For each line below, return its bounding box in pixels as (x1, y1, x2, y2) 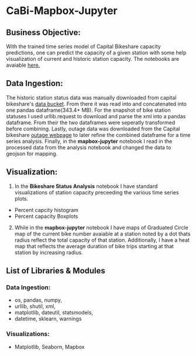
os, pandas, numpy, (14, 297, 63, 304)
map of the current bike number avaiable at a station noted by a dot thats (14, 230, 191, 237)
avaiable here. (6, 61, 40, 69)
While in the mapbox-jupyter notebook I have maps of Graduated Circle (14, 224, 188, 231)
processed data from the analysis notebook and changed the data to (6, 143, 171, 150)
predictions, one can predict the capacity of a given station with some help (6, 49, 187, 56)
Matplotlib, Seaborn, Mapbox (14, 343, 85, 350)
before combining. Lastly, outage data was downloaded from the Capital (6, 125, 180, 132)
